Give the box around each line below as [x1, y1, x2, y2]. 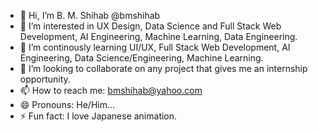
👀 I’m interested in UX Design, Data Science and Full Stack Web [19, 20, 282, 32]
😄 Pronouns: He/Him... [19, 99, 116, 110]
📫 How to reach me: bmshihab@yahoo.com [19, 85, 203, 96]
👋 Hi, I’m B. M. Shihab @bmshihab [19, 10, 161, 21]
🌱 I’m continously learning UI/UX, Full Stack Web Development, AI [19, 41, 291, 53]
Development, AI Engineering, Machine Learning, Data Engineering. [19, 31, 298, 42]
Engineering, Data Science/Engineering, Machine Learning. [19, 52, 264, 64]
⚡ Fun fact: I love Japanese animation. [19, 110, 178, 122]
